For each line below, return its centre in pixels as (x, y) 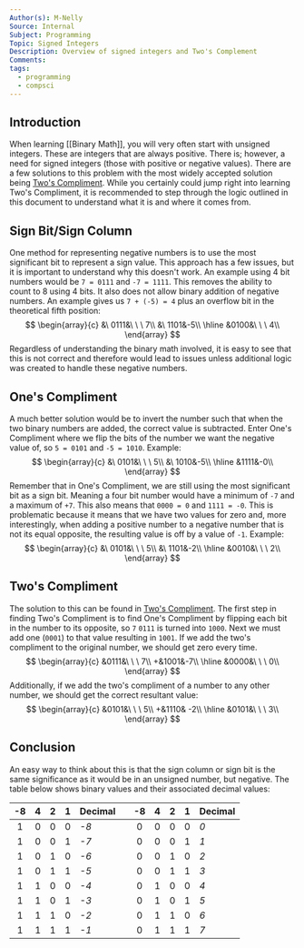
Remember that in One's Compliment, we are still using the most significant (150, 486)
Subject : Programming (50, 35)
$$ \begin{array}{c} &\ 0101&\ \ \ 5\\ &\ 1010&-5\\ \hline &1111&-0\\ (152, 462)
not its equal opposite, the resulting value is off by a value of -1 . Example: (147, 534)
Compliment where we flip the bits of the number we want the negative (142, 439)
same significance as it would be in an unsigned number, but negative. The (149, 779)
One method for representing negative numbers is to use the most (133, 253)
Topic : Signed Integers (54, 43)
